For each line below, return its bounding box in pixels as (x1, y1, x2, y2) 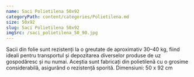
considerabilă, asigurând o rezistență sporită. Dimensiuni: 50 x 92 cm (6, 64, 173, 71)
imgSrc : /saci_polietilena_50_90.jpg (6, 30, 98, 36)
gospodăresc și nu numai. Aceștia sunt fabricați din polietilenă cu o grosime (6, 58, 189, 65)
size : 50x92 (6, 19, 35, 25)
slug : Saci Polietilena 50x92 (6, 24, 80, 31)
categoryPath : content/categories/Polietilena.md (6, 14, 130, 20)
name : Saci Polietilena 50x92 (6, 8, 80, 14)
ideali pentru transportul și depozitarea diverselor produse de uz (6, 52, 161, 59)
